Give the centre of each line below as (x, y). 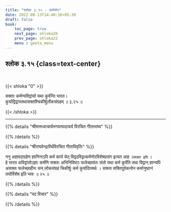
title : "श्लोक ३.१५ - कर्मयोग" (33, 10)
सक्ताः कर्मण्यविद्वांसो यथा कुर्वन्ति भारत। (36, 96)
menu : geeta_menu (34, 43)
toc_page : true (31, 29)
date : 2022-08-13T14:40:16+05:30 (41, 15)
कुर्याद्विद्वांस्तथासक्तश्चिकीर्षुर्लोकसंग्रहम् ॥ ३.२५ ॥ (44, 101)
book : (11, 24)
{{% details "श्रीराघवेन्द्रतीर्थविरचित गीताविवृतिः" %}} (50, 146)
